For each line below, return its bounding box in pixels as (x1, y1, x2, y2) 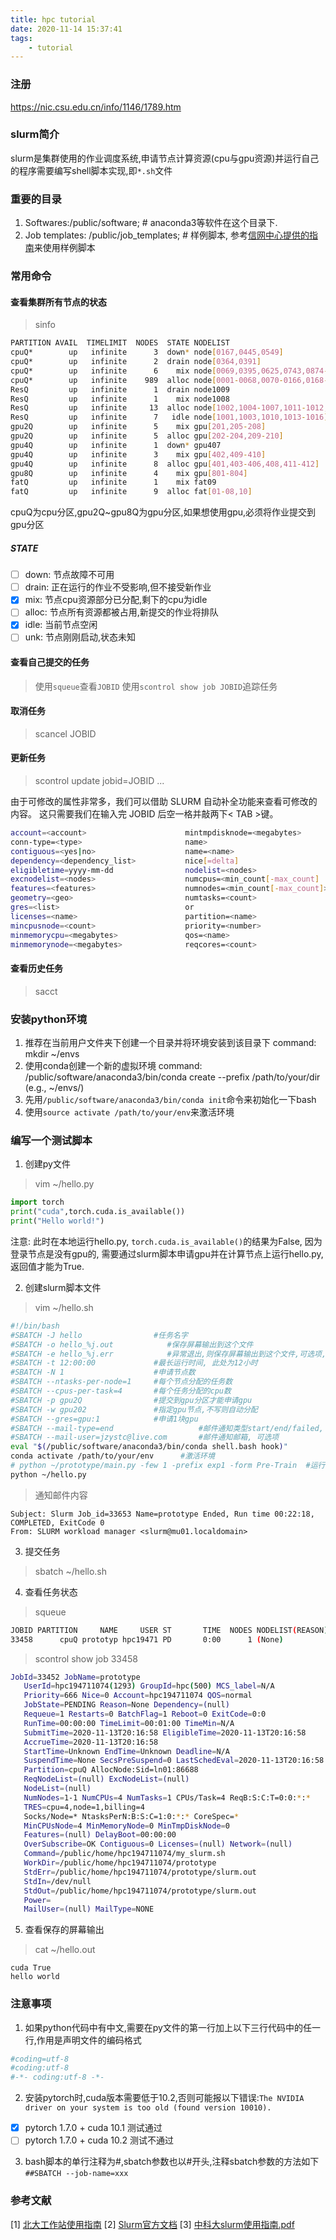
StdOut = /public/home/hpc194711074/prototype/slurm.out (23, 1886, 257, 1896)
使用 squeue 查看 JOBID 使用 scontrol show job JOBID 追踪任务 (34, 680, 278, 692)
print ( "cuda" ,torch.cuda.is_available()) (10, 1207, 186, 1217)
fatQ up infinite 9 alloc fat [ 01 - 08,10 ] (10, 487, 253, 497)
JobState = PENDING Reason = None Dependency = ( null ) (23, 1700, 230, 1710)
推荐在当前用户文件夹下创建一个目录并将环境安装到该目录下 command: (24, 1036, 317, 1048)
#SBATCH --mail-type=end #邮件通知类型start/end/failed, (10, 1423, 324, 1433)
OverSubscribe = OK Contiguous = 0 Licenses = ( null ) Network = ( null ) (23, 1839, 293, 1850)
